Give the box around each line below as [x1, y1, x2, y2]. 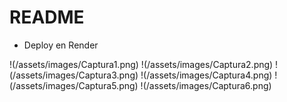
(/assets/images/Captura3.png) [9, 69, 139, 81]
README [9, 6, 85, 29]
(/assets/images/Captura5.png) [9, 79, 139, 91]
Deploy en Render [23, 39, 99, 51]
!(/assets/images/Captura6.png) [140, 79, 272, 91]
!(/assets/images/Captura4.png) [140, 69, 273, 81]
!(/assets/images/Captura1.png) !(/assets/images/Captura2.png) [9, 58, 274, 70]
